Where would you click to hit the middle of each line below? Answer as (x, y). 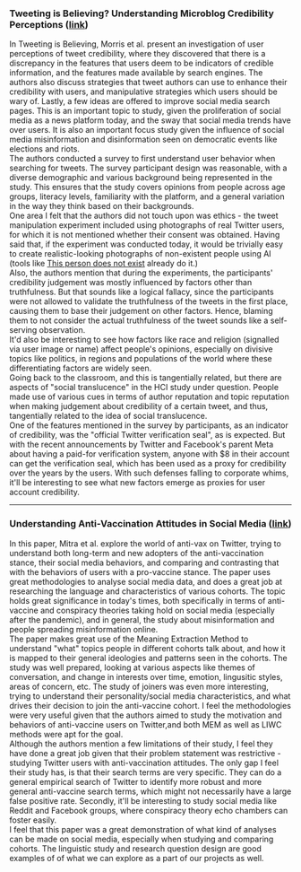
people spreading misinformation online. (84, 629)
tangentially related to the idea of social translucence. (108, 416)
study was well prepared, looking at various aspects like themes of (132, 667)
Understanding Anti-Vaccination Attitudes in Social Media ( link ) (150, 524)
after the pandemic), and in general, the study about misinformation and (142, 619)
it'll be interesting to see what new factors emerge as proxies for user (138, 483)
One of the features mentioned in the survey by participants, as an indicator (149, 425)
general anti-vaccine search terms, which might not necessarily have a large (150, 791)
